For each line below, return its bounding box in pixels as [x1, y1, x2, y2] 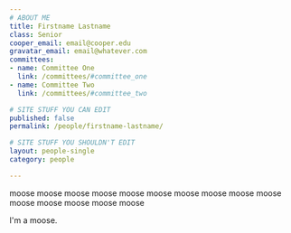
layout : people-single [9, 146, 95, 156]
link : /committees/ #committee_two [17, 89, 147, 98]
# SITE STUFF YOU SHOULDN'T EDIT [9, 138, 136, 147]
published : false [9, 114, 75, 123]
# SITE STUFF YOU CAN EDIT [9, 105, 111, 114]
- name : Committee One [9, 64, 95, 73]
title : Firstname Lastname [9, 22, 111, 31]
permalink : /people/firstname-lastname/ [9, 122, 164, 131]
